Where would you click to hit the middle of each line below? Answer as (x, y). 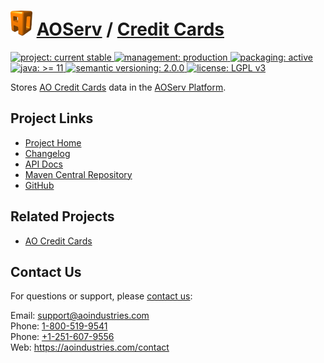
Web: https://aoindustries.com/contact (90, 347)
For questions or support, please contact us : (101, 296)
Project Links (52, 118)
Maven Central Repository (78, 174)
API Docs (43, 164)
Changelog (47, 153)
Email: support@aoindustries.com (80, 316)
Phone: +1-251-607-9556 (62, 337)
